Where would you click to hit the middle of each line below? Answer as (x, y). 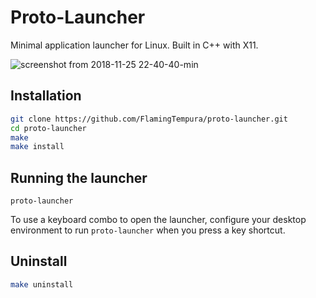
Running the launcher (79, 177)
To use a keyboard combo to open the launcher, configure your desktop (158, 220)
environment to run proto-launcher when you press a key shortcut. (148, 230)
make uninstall (42, 284)
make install (37, 147)
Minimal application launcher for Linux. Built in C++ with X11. (134, 45)
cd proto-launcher (48, 128)
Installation (46, 96)
